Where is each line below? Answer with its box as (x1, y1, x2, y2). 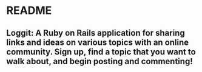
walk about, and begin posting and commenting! (6, 56, 193, 67)
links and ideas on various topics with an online (6, 37, 189, 47)
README (6, 4, 52, 18)
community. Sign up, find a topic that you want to (6, 47, 196, 57)
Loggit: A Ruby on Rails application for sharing (6, 28, 185, 38)
